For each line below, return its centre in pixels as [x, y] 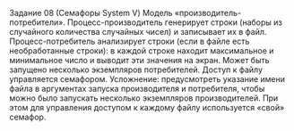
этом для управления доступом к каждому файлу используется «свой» [147, 107]
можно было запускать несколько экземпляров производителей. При [144, 98]
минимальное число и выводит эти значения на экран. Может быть [140, 60]
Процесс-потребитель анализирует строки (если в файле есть [130, 41]
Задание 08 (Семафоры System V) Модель [91, 13]
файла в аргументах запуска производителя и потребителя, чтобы [137, 89]
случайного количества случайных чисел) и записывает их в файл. [138, 32]
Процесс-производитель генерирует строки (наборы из [174, 22]
